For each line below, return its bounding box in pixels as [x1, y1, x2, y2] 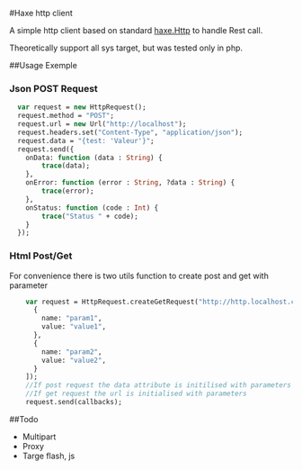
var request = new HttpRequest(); [17, 103, 147, 112]
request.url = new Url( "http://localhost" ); [17, 120, 187, 129]
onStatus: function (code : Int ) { [25, 203, 159, 212]
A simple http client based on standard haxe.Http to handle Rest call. [9, 25, 263, 35]
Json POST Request [9, 82, 99, 95]
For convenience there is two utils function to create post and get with [9, 270, 270, 281]
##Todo [9, 413, 39, 424]
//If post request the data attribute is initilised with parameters [25, 381, 292, 390]
